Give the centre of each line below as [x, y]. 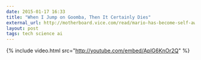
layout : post [22, 28]
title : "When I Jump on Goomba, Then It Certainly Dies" [79, 17]
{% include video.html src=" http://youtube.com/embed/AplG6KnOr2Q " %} [98, 50]
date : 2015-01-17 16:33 [36, 12]
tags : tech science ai [34, 34]
